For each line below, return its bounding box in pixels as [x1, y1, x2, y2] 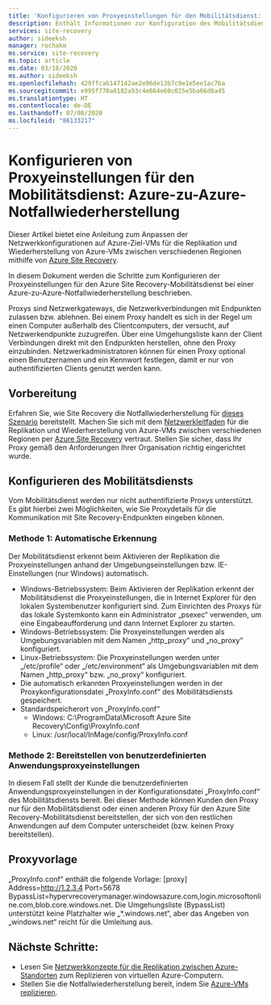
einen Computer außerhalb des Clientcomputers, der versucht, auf [8, 320, 230, 330]
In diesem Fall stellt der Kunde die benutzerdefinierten [8, 779, 189, 788]
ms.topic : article [8, 57, 70, 65]
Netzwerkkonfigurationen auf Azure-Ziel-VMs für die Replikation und [8, 238, 238, 247]
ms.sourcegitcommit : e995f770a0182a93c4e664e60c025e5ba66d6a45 [8, 86, 226, 95]
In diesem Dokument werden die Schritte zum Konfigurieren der [8, 271, 220, 280]
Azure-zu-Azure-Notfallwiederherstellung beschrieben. [8, 288, 193, 297]
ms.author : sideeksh [8, 72, 78, 80]
